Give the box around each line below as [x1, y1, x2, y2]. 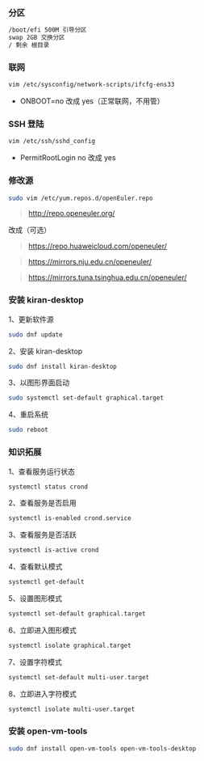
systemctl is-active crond [8, 546, 99, 555]
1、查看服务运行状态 [8, 467, 75, 476]
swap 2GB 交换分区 [8, 34, 65, 42]
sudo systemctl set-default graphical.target [8, 394, 164, 402]
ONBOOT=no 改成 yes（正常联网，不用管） [19, 96, 164, 106]
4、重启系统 [8, 410, 49, 420]
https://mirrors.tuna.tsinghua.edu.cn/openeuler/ [27, 273, 187, 282]
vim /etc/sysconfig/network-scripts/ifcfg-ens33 [8, 81, 175, 89]
